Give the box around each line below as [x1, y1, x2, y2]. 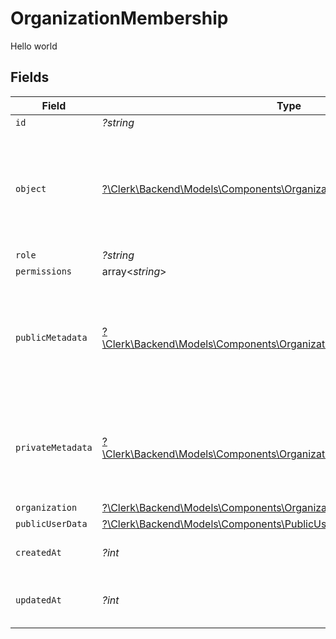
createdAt [15, 547, 62, 558]
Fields [10, 69, 50, 86]
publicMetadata [15, 332, 88, 343]
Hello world [10, 40, 58, 52]
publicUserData [15, 518, 88, 529]
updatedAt [15, 594, 62, 606]
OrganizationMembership [10, 7, 229, 30]
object [15, 183, 47, 194]
